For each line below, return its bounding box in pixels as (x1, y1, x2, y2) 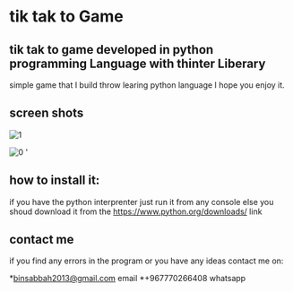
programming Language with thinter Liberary (9, 56, 266, 71)
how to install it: (9, 173, 100, 188)
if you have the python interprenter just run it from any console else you (9, 196, 274, 207)
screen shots (9, 106, 84, 121)
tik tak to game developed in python (9, 42, 214, 57)
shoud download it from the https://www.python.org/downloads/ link (9, 206, 263, 217)
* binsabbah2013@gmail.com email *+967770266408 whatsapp (9, 273, 246, 284)
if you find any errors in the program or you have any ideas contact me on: (9, 255, 284, 266)
